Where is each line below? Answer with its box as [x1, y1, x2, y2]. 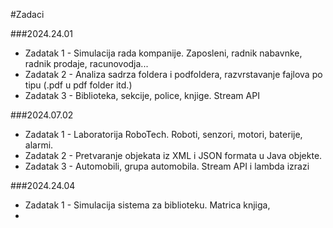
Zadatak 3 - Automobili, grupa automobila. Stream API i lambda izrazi [24, 160, 310, 172]
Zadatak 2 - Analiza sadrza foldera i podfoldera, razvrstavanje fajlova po [24, 69, 323, 80]
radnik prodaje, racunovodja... [24, 58, 149, 69]
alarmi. [24, 139, 54, 151]
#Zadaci [10, 9, 45, 20]
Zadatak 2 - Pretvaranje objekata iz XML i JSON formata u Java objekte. [24, 150, 323, 161]
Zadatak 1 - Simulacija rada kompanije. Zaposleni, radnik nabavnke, [24, 47, 303, 59]
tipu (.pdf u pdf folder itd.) [24, 79, 133, 91]
